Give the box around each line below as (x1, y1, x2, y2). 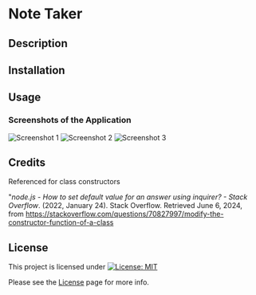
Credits (8, 156, 46, 170)
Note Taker (8, 5, 83, 23)
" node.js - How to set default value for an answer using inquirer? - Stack (8, 192, 248, 202)
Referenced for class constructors (8, 177, 121, 187)
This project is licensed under (8, 262, 106, 272)
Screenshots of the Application (8, 115, 132, 126)
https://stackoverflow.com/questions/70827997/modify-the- (25, 209, 224, 219)
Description (8, 37, 68, 50)
